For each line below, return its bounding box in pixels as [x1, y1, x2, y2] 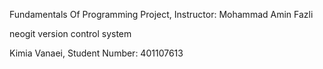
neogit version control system [9, 28, 132, 39]
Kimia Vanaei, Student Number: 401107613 [9, 47, 184, 59]
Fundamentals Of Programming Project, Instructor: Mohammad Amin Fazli [9, 9, 314, 20]
